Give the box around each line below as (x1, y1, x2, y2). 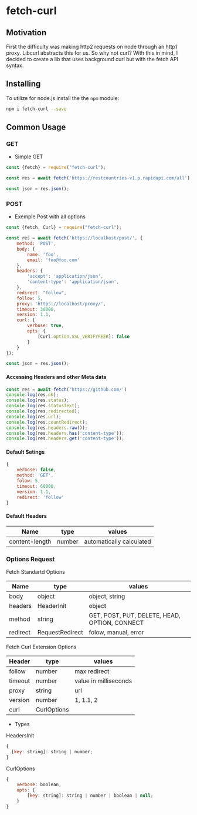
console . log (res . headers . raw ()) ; (6, 425, 88, 431)
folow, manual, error (89, 628, 144, 636)
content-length (9, 537, 52, 545)
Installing (6, 79, 41, 89)
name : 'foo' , (27, 251, 59, 257)
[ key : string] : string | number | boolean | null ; (27, 793, 154, 799)
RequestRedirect (37, 628, 83, 636)
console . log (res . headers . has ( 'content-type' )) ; (6, 430, 125, 436)
